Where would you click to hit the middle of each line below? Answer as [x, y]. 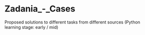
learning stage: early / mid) [31, 27]
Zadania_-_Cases [40, 9]
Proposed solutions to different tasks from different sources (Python [72, 22]
